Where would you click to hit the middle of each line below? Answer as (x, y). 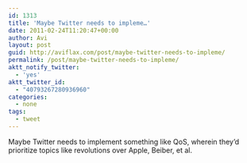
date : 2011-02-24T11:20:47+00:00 (64, 30)
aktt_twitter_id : (37, 82)
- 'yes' (28, 75)
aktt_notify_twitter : (44, 68)
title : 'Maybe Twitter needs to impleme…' (79, 23)
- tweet (28, 119)
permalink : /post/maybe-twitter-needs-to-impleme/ (94, 60)
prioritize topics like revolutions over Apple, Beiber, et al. (100, 150)
